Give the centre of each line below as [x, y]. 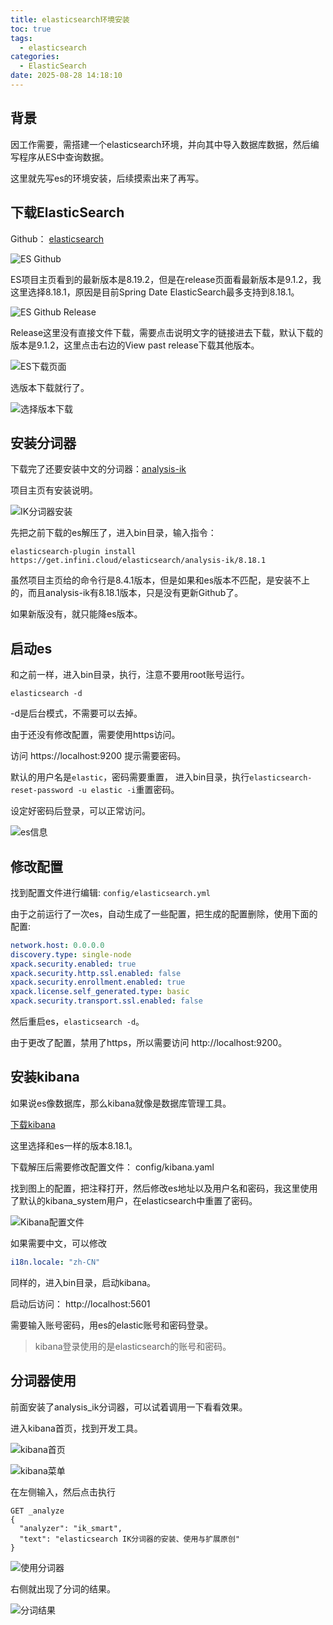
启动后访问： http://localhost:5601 [80, 1303]
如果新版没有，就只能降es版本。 [76, 614]
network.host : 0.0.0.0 [57, 945]
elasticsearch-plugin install [73, 552]
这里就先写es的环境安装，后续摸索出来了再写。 [107, 178]
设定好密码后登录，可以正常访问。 [80, 811]
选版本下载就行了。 [50, 387]
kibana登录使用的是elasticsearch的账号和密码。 [133, 1346]
